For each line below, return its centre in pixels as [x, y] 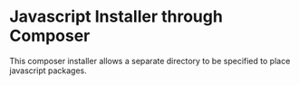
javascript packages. [48, 71]
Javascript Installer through [116, 17]
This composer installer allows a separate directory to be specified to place [150, 61]
